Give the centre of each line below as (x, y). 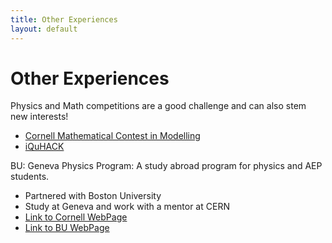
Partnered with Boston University (93, 196)
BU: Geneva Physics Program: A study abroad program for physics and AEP (166, 166)
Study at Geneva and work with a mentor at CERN (127, 207)
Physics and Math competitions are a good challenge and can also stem (158, 106)
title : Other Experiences (64, 19)
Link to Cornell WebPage (76, 217)
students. (30, 177)
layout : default (44, 29)
